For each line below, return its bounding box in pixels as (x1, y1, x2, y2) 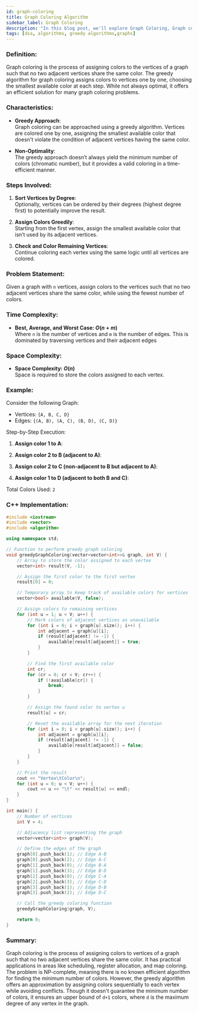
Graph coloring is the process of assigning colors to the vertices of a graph (6, 63, 189, 71)
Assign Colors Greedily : (14, 218, 75, 225)
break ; (48, 683, 65, 689)
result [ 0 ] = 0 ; (16, 579, 54, 585)
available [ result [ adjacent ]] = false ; (48, 743, 144, 749)
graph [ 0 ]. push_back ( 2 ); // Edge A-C (16, 857, 107, 863)
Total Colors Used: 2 (6, 486, 55, 493)
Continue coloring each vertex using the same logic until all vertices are (14, 249, 189, 256)
